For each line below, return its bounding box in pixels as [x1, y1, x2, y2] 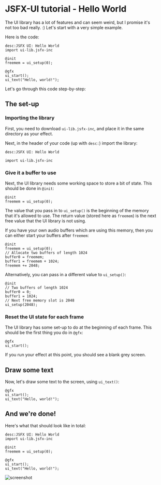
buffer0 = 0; [5, 289, 31, 294]
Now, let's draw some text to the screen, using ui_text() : [5, 379, 119, 385]
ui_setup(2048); [5, 302, 38, 307]
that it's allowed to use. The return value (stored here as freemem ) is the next [5, 213, 156, 218]
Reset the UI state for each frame [5, 313, 84, 320]
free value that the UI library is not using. [5, 217, 86, 224]
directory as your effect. [5, 131, 53, 136]
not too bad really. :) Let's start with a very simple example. [5, 24, 123, 30]
